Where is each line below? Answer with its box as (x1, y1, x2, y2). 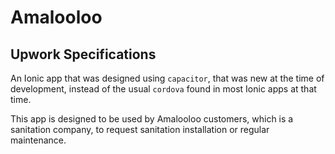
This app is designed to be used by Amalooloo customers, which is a (10, 113, 294, 125)
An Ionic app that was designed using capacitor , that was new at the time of (10, 72, 325, 84)
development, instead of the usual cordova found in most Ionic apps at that (10, 83, 317, 95)
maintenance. (10, 134, 67, 146)
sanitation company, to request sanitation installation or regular (10, 124, 270, 135)
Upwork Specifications (10, 46, 157, 63)
